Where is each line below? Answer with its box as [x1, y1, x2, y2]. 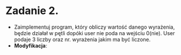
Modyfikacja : [14, 42, 48, 49]
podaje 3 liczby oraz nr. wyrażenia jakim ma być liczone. [14, 36, 151, 43]
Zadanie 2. [5, 4, 59, 18]
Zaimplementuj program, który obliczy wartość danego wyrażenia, [14, 23, 175, 30]
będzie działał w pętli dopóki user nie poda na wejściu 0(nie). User [14, 29, 175, 36]
